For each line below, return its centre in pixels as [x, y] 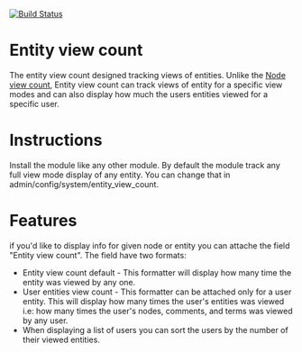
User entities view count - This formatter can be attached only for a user [157, 292]
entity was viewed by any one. [79, 282]
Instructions [56, 140]
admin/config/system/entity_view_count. [84, 184]
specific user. [35, 104]
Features [43, 221]
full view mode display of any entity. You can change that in [120, 175]
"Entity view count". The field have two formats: [98, 255]
